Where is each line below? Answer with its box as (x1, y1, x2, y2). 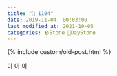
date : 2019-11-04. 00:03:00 (7, 16, 88, 23)
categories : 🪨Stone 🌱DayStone (7, 29, 96, 36)
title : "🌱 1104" (7, 10, 54, 17)
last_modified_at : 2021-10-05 (7, 23, 94, 29)
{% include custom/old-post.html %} (7, 48, 111, 56)
